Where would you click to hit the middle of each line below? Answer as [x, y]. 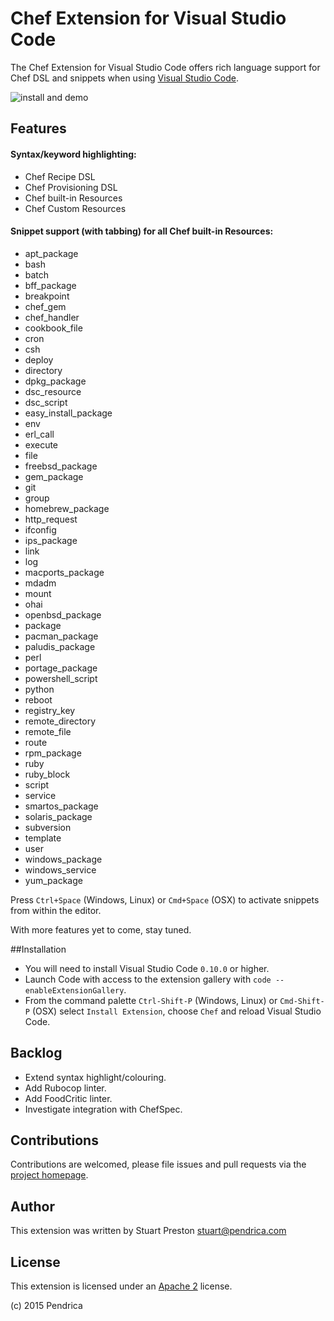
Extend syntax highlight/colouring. [95, 1077]
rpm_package [53, 753]
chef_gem [45, 306]
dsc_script [46, 402]
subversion [48, 827]
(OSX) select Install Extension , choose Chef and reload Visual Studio [176, 1011]
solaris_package [58, 816]
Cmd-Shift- [302, 1001]
